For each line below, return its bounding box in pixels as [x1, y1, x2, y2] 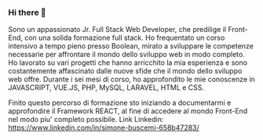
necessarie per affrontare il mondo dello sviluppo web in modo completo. [8, 50, 245, 59]
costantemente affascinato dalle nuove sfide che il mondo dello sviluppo [8, 66, 243, 76]
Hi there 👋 [8, 7, 47, 18]
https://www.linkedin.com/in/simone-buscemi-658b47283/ [8, 123, 200, 132]
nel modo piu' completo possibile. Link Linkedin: [8, 115, 164, 124]
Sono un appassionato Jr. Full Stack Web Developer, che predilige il [8, 25, 226, 34]
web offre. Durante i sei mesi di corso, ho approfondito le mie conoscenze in [8, 74, 255, 84]
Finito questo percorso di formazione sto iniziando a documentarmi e [8, 98, 232, 108]
